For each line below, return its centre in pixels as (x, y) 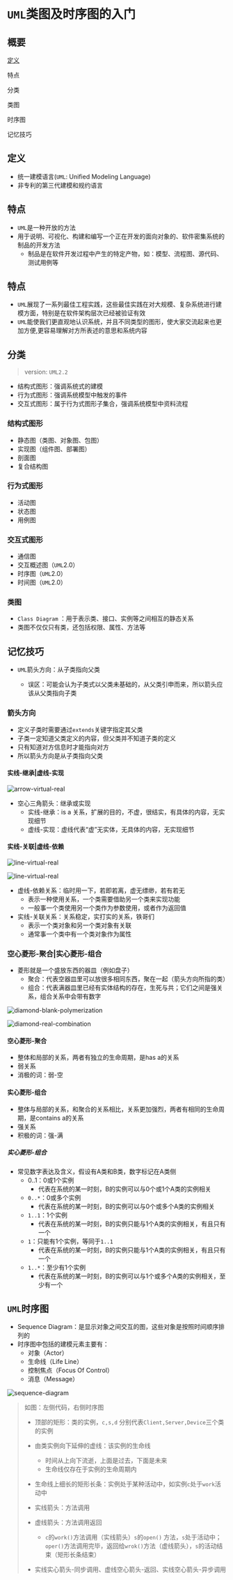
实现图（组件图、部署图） (54, 449)
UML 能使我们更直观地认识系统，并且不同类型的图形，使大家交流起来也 (116, 322)
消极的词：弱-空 (40, 1075)
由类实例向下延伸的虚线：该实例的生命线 (93, 1446)
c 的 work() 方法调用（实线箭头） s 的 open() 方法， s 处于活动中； (133, 1537)
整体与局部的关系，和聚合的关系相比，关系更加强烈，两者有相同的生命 (118, 1109)
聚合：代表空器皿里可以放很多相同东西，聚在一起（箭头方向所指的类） (128, 979)
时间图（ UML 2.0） (42, 582)
